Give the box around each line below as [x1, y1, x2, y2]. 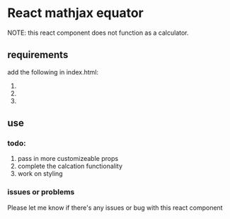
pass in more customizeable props [17, 155, 119, 163]
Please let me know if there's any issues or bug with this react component [7, 203, 223, 212]
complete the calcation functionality [17, 162, 122, 171]
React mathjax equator [7, 5, 144, 21]
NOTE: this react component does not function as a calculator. [7, 28, 189, 37]
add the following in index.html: [7, 67, 99, 76]
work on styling [17, 169, 63, 178]
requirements [7, 49, 69, 61]
